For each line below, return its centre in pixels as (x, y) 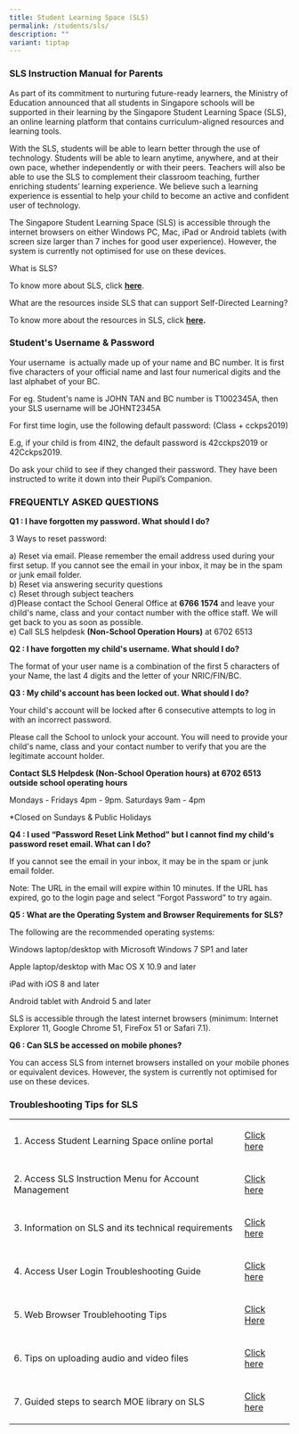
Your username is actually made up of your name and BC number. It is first (147, 362)
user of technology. (45, 205)
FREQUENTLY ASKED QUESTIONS (84, 502)
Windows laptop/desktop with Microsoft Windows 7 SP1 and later (129, 950)
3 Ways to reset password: (58, 539)
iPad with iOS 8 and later (54, 984)
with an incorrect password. (61, 720)
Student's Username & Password (82, 342)
